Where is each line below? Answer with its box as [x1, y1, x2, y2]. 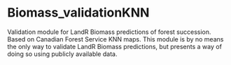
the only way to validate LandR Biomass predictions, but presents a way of [7, 42, 223, 50]
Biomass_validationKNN [7, 5, 150, 21]
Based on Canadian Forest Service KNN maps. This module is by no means [7, 35, 224, 43]
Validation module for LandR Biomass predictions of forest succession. [7, 28, 211, 36]
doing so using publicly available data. [7, 50, 118, 58]
